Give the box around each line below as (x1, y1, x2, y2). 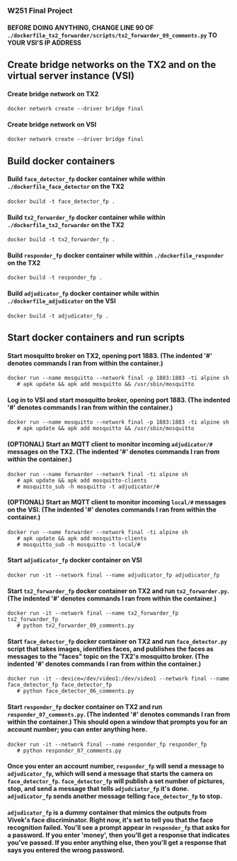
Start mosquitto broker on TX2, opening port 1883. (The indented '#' (7, 351, 212, 359)
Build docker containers (7, 155, 115, 167)
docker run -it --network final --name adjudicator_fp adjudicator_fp (7, 572, 220, 579)
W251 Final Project (7, 6, 73, 16)
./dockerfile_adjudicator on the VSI (7, 296, 116, 305)
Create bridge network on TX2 (7, 89, 99, 98)
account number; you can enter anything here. (7, 724, 148, 734)
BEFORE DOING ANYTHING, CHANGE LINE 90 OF (7, 23, 154, 32)
